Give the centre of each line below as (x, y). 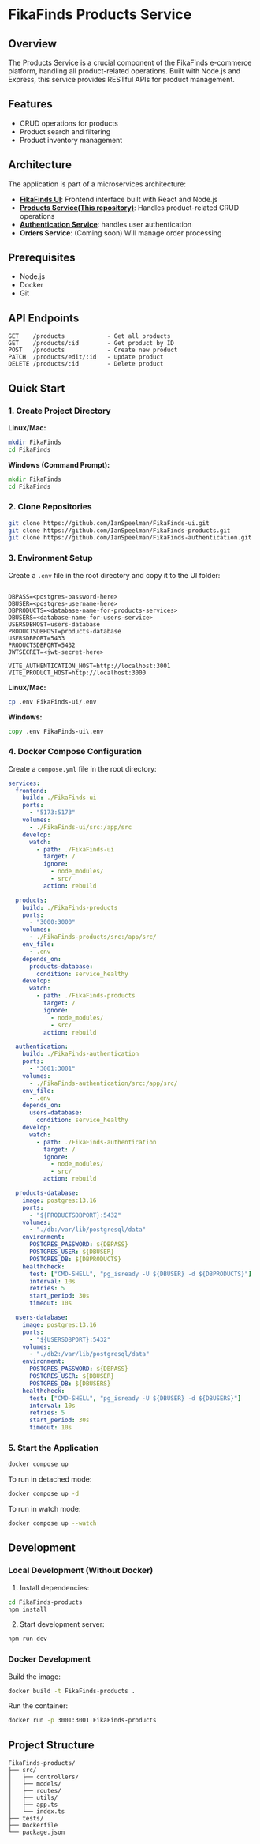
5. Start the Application (54, 1448)
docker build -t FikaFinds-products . (72, 1691)
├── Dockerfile (33, 1826)
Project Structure (51, 1745)
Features (30, 104)
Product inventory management (71, 140)
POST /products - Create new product (93, 350)
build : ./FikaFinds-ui (59, 798)
